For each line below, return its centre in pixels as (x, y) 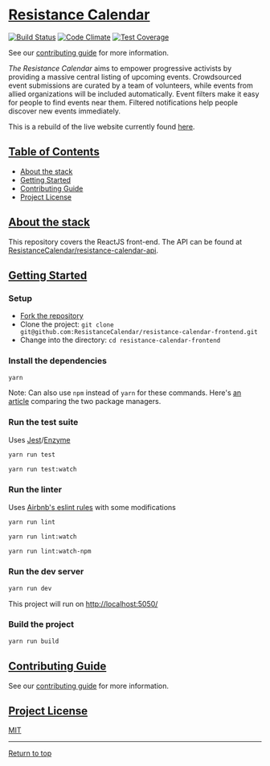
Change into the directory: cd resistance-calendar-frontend (120, 340)
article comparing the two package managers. (85, 402)
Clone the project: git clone (67, 324)
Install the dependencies (57, 361)
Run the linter (35, 490)
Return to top (30, 753)
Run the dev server (46, 571)
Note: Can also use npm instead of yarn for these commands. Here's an (125, 393)
